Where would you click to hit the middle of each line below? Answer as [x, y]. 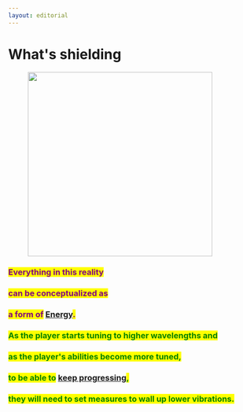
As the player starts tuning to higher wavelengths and [113, 336]
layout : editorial [38, 15]
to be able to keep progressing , [69, 378]
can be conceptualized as [58, 293]
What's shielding [65, 54]
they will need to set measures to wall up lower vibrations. [121, 399]
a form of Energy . [42, 315]
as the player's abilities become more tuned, [95, 357]
